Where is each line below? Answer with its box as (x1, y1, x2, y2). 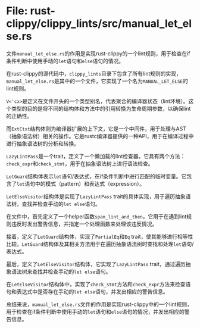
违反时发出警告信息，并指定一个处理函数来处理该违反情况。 (11, 220, 158, 227)
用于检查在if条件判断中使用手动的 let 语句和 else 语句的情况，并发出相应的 (6, 308, 185, 315)
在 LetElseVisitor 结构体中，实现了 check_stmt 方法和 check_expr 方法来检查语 (6, 280, 191, 288)
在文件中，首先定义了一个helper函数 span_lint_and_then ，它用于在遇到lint (6, 213, 187, 220)
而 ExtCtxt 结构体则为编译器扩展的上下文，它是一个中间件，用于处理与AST (6, 125, 186, 132)
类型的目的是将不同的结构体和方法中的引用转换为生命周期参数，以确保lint (11, 105, 191, 112)
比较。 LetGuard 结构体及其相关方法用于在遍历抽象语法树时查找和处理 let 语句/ (6, 240, 194, 248)
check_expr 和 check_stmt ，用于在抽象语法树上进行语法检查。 (6, 160, 154, 167)
